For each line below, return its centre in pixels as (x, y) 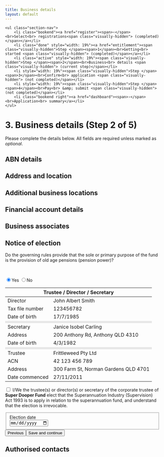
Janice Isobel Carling (78, 327)
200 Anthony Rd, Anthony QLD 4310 (96, 335)
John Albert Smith (74, 301)
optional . (14, 144)
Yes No (22, 280)
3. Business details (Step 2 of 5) (71, 125)
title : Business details (30, 10)
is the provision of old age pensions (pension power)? (59, 260)
